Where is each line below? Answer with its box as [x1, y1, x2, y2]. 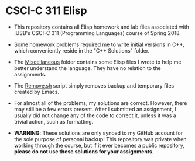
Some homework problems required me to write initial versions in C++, [13, 41, 185, 48]
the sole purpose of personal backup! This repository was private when [13, 135, 187, 142]
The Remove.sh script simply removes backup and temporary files [13, 82, 175, 89]
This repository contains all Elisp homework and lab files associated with [13, 23, 190, 30]
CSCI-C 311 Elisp [5, 4, 87, 17]
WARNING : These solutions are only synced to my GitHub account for [13, 129, 183, 136]
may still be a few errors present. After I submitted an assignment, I [13, 106, 176, 113]
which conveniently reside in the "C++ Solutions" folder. [13, 47, 150, 54]
